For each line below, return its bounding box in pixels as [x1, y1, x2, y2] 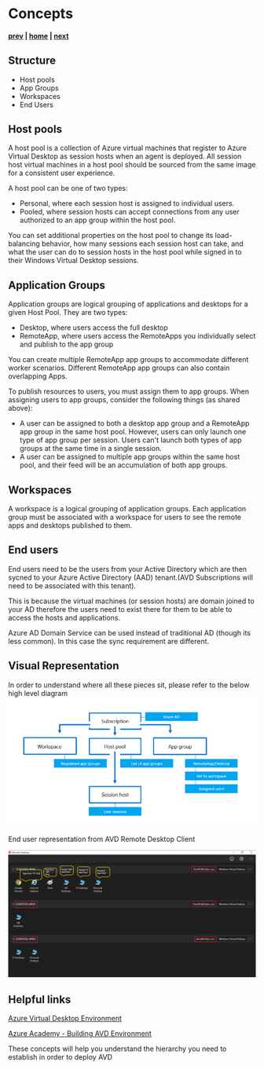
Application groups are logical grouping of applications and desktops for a [8, 299, 249, 309]
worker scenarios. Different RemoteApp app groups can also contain [8, 363, 230, 373]
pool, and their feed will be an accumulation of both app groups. [19, 460, 228, 470]
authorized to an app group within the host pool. [19, 215, 176, 225]
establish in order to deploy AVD [8, 1053, 112, 1062]
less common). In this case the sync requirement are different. [8, 636, 210, 646]
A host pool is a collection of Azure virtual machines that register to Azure [8, 143, 247, 153]
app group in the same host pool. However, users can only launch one [19, 427, 247, 437]
